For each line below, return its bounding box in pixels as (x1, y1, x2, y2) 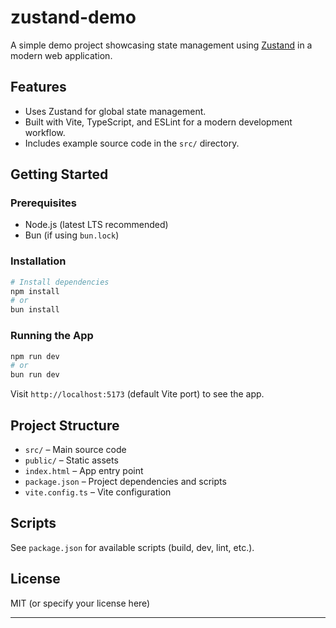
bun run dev (10, 370, 60, 380)
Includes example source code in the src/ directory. (24, 137, 240, 149)
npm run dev (10, 351, 60, 361)
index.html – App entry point (24, 464, 144, 476)
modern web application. (10, 49, 113, 61)
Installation (10, 254, 67, 268)
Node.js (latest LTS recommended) (24, 219, 169, 231)
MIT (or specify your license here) (10, 597, 151, 609)
